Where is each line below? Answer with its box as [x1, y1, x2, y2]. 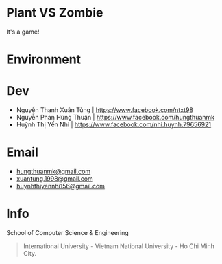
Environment [6, 52, 82, 67]
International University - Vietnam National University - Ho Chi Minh [23, 242, 215, 250]
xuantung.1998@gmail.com [16, 175, 93, 183]
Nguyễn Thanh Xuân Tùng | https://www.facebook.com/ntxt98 [16, 106, 193, 114]
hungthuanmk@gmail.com [16, 167, 91, 175]
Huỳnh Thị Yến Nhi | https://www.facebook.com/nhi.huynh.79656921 [16, 120, 212, 129]
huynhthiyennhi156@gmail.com [16, 182, 106, 190]
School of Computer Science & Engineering [6, 228, 129, 236]
